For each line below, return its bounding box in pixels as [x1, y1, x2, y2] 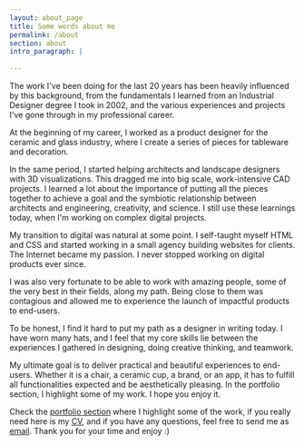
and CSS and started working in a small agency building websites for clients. [9, 240, 296, 250]
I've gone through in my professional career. [9, 110, 175, 120]
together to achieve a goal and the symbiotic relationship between [9, 193, 257, 203]
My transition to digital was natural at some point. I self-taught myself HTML [9, 230, 294, 241]
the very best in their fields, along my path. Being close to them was [9, 286, 264, 296]
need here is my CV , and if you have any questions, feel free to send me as [9, 416, 289, 427]
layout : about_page [9, 13, 83, 23]
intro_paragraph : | [9, 47, 83, 56]
